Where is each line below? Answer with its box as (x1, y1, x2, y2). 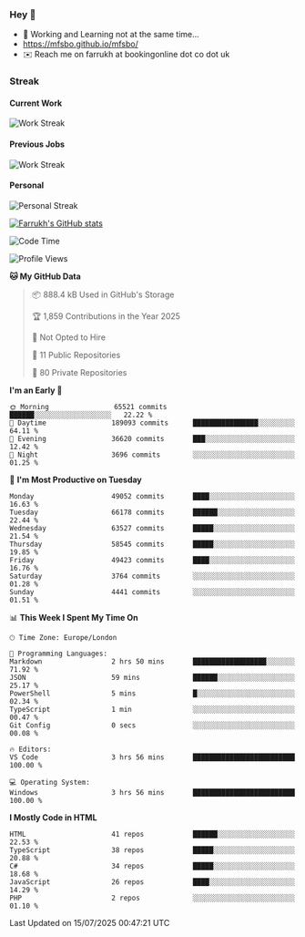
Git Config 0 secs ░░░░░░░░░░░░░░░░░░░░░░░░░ (9, 720, 296, 730)
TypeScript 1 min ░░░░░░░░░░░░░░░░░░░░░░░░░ (9, 705, 296, 714)
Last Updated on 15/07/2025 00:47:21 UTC (9, 917, 170, 928)
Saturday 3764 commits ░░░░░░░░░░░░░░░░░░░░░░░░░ (9, 571, 296, 581)
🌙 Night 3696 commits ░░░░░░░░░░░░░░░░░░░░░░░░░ (9, 450, 296, 459)
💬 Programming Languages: (9, 649, 107, 658)
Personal (9, 180, 45, 190)
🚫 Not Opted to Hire (31, 332, 107, 343)
